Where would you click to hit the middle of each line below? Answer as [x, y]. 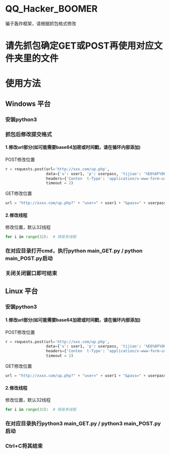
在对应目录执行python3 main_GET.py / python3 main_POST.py [83, 423]
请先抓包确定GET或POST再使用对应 [80, 46]
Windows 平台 [28, 104]
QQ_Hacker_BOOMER [51, 9]
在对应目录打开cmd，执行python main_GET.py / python [74, 251]
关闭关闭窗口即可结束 [31, 273]
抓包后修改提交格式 [29, 134]
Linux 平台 [22, 291]
